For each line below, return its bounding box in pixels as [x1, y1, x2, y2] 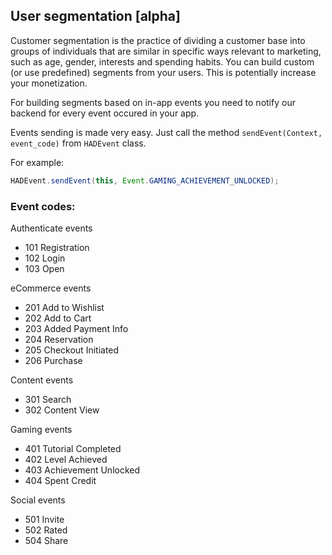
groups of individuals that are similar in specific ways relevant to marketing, [10, 45, 322, 57]
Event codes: [10, 199, 76, 213]
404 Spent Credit [24, 474, 97, 486]
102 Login [24, 252, 66, 264]
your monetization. [10, 77, 88, 89]
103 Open [24, 262, 65, 274]
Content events [10, 374, 74, 386]
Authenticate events [10, 222, 93, 234]
